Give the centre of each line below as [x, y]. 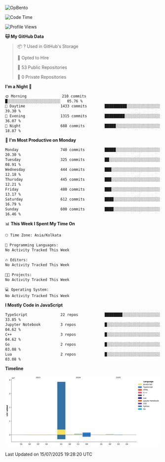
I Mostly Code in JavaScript [34, 305]
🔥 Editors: [17, 260]
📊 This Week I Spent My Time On [40, 224]
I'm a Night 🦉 [19, 86]
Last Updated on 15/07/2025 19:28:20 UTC [49, 454]
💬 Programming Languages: [32, 245]
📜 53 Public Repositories [42, 67]
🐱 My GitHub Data [25, 36]
